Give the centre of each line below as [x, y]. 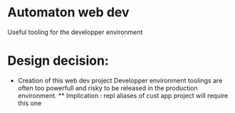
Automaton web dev [68, 12]
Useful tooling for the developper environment [75, 32]
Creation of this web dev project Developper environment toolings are [120, 80]
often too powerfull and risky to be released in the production [108, 88]
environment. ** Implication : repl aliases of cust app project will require [123, 95]
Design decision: [58, 61]
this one [30, 103]
